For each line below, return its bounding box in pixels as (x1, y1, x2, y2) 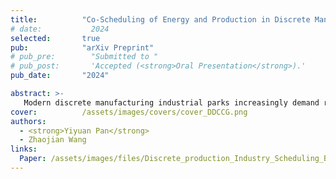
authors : (10, 116, 47, 126)
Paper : (19, 154, 47, 164)
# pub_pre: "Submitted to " (10, 52, 159, 62)
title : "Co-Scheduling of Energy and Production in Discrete (10, 14, 311, 25)
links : (10, 144, 38, 155)
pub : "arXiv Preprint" (10, 42, 155, 53)
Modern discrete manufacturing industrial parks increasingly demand (23, 97, 320, 108)
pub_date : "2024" (10, 71, 110, 81)
